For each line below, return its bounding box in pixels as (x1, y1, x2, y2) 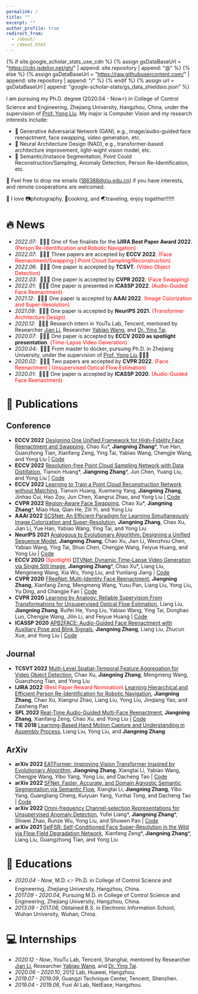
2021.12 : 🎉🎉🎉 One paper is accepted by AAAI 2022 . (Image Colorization (14, 295, 192, 302)
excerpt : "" (6, 20, 35, 25)
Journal (6, 649, 35, 659)
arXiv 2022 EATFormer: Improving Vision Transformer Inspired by (14, 760, 176, 768)
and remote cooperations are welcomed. (6, 183, 105, 190)
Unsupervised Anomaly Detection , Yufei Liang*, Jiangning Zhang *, (14, 811, 178, 818)
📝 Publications (6, 398, 79, 411)
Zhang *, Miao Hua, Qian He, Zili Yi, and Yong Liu (14, 506, 133, 513)
